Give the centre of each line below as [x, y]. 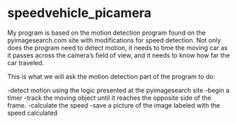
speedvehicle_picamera [80, 13]
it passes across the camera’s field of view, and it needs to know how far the [118, 55]
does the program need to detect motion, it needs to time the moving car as [117, 47]
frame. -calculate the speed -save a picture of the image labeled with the [114, 105]
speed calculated [33, 113]
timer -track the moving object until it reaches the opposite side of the [109, 98]
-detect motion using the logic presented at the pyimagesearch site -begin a [118, 90]
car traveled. [26, 62]
